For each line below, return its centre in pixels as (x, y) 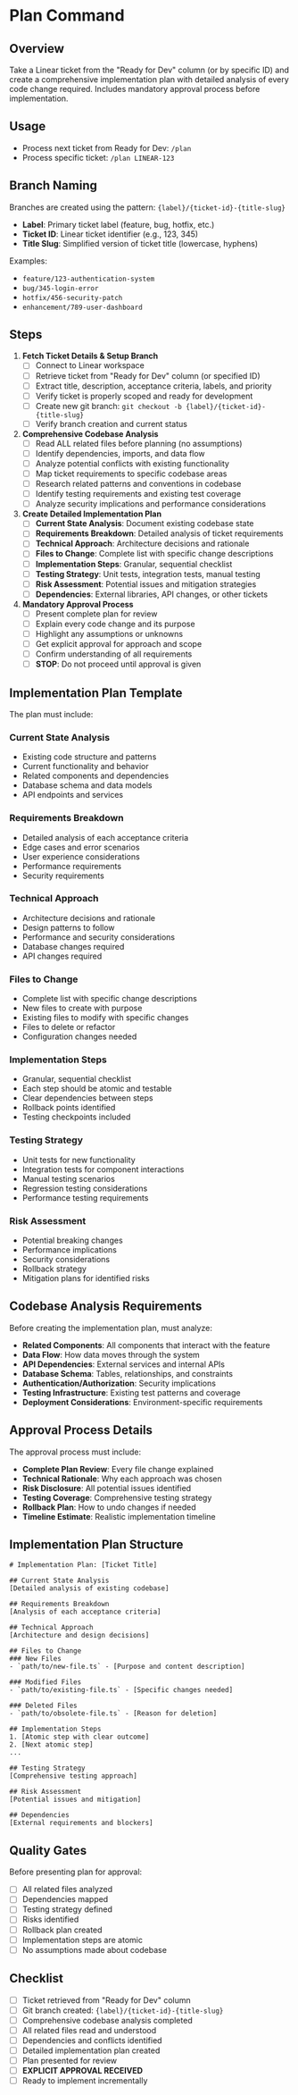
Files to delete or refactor (69, 1027)
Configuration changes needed (79, 1036)
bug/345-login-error (60, 288)
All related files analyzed (67, 1890)
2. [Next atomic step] (51, 1745)
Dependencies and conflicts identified (92, 2040)
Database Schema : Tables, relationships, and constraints (128, 1373)
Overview (37, 49)
